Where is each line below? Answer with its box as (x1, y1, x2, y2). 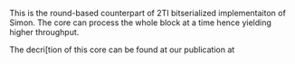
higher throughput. (9, 27, 80, 37)
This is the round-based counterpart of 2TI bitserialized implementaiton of (9, 8, 287, 18)
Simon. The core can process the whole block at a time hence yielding (9, 17, 271, 28)
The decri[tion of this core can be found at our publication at (9, 44, 235, 55)
